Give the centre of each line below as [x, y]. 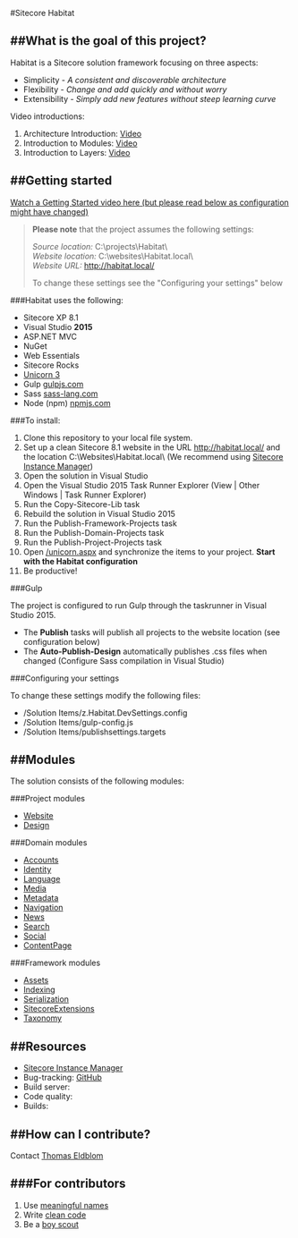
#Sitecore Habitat [43, 13]
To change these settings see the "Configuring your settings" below [158, 283]
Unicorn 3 [42, 374]
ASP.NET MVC [50, 336]
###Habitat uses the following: [67, 300]
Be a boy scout [51, 1224]
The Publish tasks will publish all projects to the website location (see [152, 632]
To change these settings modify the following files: [106, 695]
